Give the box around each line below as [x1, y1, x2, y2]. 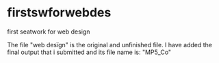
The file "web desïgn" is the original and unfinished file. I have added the [7, 40, 212, 49]
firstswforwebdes [7, 5, 112, 21]
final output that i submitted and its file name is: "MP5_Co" [7, 48, 172, 56]
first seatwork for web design [7, 27, 90, 36]
